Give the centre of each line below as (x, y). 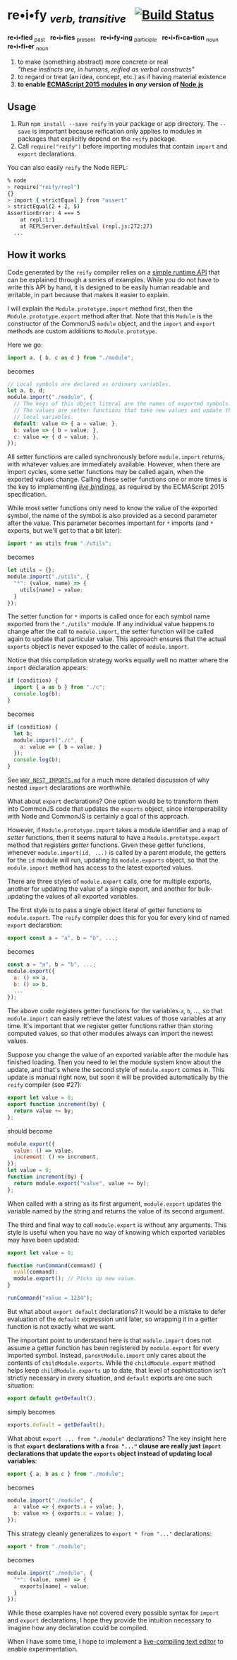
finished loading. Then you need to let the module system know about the (114, 1062)
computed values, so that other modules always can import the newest (110, 1034)
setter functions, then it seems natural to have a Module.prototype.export (114, 837)
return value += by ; (44, 1111)
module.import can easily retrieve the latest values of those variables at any (117, 1018)
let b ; (23, 733)
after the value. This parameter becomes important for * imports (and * (110, 523)
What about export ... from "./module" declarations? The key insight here (117, 1438)
